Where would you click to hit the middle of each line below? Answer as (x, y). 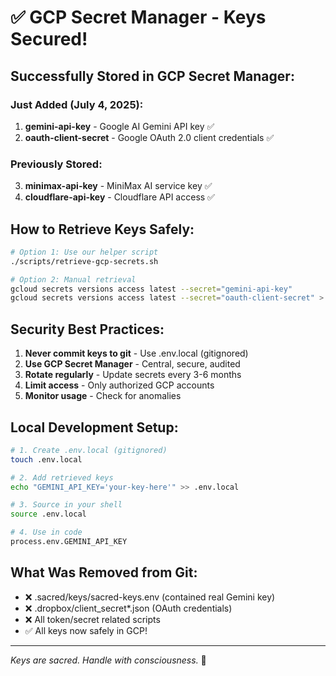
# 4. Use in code (46, 532)
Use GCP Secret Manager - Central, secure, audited (132, 364)
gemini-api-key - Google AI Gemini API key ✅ (119, 126)
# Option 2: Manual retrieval (73, 279)
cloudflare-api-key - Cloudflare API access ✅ (119, 197)
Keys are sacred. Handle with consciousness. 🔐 (108, 660)
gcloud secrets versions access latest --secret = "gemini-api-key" (151, 289)
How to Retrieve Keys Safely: (102, 229)
